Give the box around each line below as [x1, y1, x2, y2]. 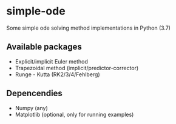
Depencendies [6, 88, 63, 99]
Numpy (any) [15, 104, 48, 111]
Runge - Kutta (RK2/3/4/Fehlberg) [15, 71, 100, 78]
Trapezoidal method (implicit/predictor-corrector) [15, 64, 139, 71]
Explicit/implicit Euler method [15, 57, 88, 65]
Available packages [6, 42, 82, 52]
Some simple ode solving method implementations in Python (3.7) [6, 24, 171, 31]
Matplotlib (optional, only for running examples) [15, 111, 134, 118]
